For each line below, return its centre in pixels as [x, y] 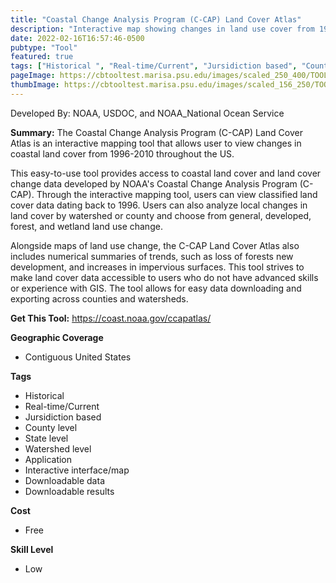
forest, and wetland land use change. [86, 226]
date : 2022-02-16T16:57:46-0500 [77, 38]
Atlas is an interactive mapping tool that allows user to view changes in [156, 143]
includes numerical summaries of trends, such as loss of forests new [152, 256]
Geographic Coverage [57, 337]
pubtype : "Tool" [44, 47]
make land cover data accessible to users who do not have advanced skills [164, 277]
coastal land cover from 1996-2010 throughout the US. [122, 153]
